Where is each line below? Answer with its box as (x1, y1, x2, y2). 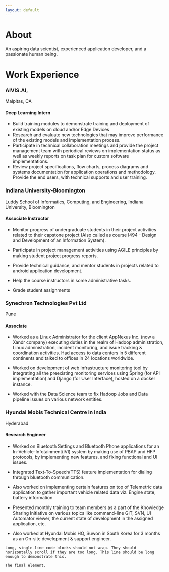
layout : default (5, 7, 39, 13)
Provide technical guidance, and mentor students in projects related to (12, 262, 159, 268)
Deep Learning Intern (5, 109, 51, 116)
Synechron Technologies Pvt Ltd (5, 299, 87, 306)
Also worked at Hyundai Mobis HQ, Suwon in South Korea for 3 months (12, 530, 160, 536)
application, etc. (12, 520, 46, 527)
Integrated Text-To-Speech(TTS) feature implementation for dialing (12, 469, 152, 475)
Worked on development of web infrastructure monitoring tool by (12, 365, 148, 371)
